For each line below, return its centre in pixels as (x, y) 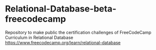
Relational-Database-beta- (61, 9)
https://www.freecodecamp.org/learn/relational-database (63, 42)
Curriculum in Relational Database (39, 37)
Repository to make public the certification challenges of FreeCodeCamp (78, 32)
